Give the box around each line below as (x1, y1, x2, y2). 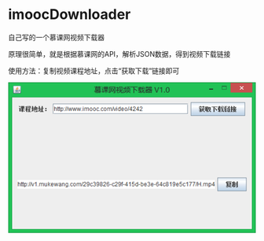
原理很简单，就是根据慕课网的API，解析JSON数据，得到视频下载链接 (8, 49, 231, 58)
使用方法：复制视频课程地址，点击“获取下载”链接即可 (8, 65, 180, 76)
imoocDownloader (8, 6, 131, 24)
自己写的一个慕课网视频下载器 (8, 32, 104, 42)
